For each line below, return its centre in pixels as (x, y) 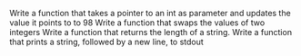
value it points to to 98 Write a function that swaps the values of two (137, 23)
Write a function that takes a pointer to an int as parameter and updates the (150, 13)
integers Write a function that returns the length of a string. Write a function (151, 32)
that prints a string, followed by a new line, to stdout (107, 42)
